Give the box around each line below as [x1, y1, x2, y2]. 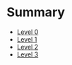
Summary [6, 4, 65, 20]
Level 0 [16, 28, 39, 36]
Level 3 [16, 50, 39, 59]
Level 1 [16, 35, 37, 43]
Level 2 [16, 42, 39, 51]
